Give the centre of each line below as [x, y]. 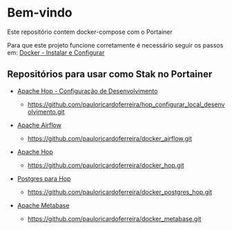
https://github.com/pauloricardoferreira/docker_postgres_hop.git [120, 192]
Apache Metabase [43, 205]
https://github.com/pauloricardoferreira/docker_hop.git [106, 165]
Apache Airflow [39, 125]
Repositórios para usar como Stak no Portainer [110, 74]
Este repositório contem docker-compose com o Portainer [90, 32]
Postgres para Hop [44, 178]
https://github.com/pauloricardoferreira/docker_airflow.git [109, 138]
